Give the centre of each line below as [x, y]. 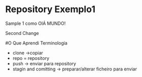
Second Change [22, 33]
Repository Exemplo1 [50, 9]
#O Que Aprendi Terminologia [36, 43]
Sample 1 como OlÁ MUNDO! [35, 23]
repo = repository [31, 58]
